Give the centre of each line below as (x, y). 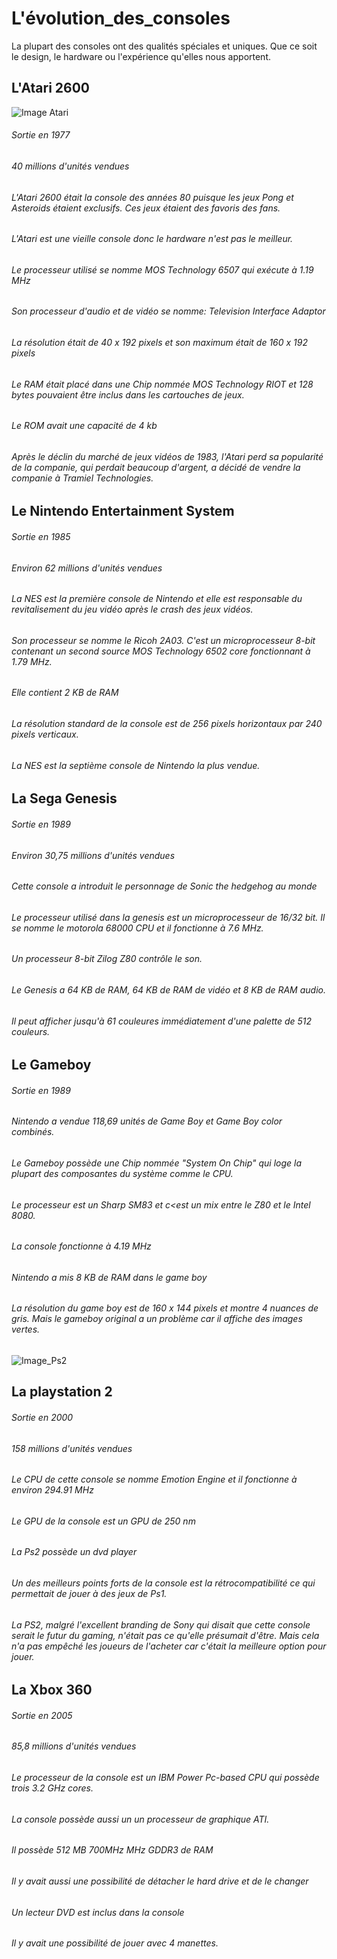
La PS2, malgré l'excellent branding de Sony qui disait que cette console (161, 1624)
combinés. (33, 1132)
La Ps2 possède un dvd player (74, 1552)
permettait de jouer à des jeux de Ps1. (89, 1594)
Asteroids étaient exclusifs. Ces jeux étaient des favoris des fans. (146, 208)
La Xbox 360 (52, 1690)
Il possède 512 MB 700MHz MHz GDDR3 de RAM (112, 1850)
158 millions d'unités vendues (72, 1448)
